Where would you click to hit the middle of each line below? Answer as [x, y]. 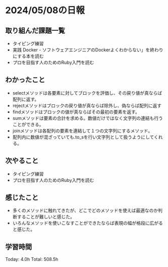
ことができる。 [28, 124]
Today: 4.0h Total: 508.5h [32, 259]
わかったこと [25, 80]
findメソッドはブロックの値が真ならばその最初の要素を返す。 [76, 112]
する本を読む [30, 56]
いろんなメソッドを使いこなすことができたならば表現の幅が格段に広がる [88, 223]
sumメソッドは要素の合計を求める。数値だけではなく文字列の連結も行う [88, 118]
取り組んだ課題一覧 [35, 30]
